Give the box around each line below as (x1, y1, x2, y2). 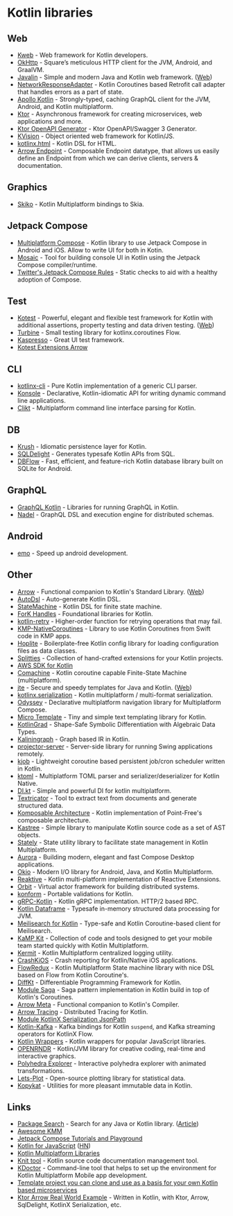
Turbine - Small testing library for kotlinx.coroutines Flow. (17, 328, 182, 337)
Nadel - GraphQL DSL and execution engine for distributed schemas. (17, 510, 214, 518)
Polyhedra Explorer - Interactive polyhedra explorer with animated (17, 1059, 207, 1068)
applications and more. (17, 117, 83, 126)
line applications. (17, 397, 66, 405)
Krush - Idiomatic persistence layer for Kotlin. (17, 443, 147, 451)
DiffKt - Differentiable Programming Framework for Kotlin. (17, 978, 182, 986)
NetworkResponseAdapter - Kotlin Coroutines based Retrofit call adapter (17, 80, 225, 88)
